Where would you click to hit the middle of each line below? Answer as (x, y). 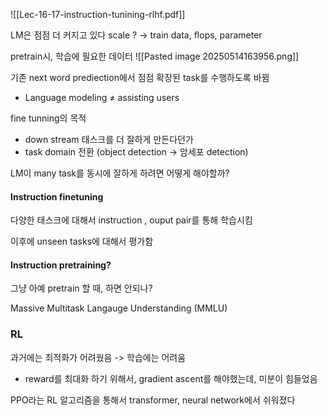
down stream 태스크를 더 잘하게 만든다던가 (109, 139)
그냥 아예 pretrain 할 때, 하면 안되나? (81, 288)
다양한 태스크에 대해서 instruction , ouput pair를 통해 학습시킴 (131, 220)
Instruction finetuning (57, 196)
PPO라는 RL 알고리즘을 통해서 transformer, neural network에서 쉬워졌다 (153, 400)
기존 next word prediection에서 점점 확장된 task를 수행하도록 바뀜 (140, 77)
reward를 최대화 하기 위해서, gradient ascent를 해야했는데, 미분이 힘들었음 (171, 378)
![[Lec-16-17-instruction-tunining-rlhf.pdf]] (98, 14)
